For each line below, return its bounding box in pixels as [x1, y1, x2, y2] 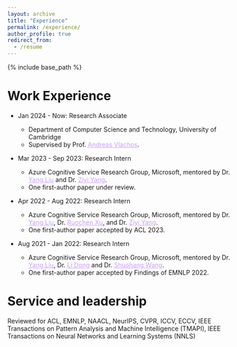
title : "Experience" [7, 17, 69, 24]
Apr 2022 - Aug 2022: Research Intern [17, 196, 131, 205]
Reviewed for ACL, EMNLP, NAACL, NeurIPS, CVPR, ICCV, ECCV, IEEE [7, 316, 211, 325]
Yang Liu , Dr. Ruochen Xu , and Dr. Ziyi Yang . [28, 218, 158, 226]
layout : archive [7, 10, 55, 18]
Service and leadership [7, 293, 147, 309]
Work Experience [7, 88, 111, 104]
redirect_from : [7, 37, 53, 44]
